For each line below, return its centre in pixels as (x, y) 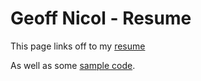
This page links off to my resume (78, 46)
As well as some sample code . (73, 65)
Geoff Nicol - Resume (101, 18)
